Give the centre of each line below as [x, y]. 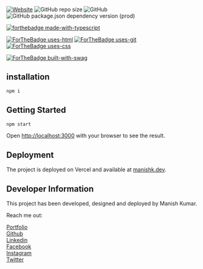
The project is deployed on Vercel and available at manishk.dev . [86, 170]
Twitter [15, 260]
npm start [19, 124]
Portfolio [17, 227]
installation [28, 77]
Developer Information [50, 189]
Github [15, 234]
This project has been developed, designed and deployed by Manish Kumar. [102, 203]
